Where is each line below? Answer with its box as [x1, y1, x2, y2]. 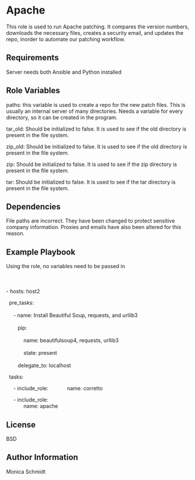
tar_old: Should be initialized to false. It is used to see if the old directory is [6, 125, 187, 132]
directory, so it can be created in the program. [6, 113, 118, 121]
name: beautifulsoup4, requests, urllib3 [23, 337, 119, 344]
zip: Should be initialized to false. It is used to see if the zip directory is [6, 161, 177, 168]
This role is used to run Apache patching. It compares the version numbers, [6, 23, 190, 30]
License [6, 420, 36, 430]
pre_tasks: [8, 299, 34, 306]
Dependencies [6, 201, 61, 211]
